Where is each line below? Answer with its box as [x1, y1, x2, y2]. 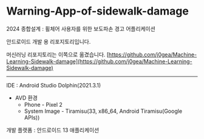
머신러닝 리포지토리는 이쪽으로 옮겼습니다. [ [6, 50, 109, 58]
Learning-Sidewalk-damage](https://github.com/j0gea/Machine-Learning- [6, 58, 192, 65]
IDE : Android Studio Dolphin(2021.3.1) [6, 81, 101, 89]
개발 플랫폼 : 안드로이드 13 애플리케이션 [6, 126, 100, 134]
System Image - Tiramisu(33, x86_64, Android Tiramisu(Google [24, 107, 183, 115]
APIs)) [24, 114, 40, 121]
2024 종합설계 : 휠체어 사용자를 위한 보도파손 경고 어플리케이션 [6, 25, 156, 32]
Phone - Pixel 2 [24, 101, 63, 108]
